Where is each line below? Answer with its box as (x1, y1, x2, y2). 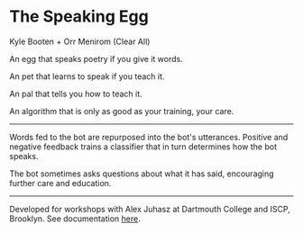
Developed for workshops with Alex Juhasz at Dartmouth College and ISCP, (9, 203, 290, 214)
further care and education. (9, 177, 112, 188)
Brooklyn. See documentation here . (9, 213, 142, 224)
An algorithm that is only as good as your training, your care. (9, 105, 234, 116)
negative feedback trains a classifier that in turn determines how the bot (9, 141, 278, 152)
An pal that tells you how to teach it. (9, 88, 142, 99)
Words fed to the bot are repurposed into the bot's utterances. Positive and (9, 131, 289, 142)
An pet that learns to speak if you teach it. (9, 70, 165, 82)
